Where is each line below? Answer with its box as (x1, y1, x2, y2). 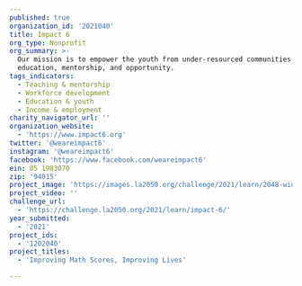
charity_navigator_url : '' (9, 113, 111, 122)
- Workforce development (17, 88, 111, 97)
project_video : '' (9, 189, 78, 198)
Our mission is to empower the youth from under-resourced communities (17, 55, 292, 64)
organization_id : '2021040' (9, 22, 115, 31)
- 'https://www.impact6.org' (17, 130, 127, 139)
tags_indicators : (9, 72, 75, 81)
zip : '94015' (9, 172, 58, 181)
